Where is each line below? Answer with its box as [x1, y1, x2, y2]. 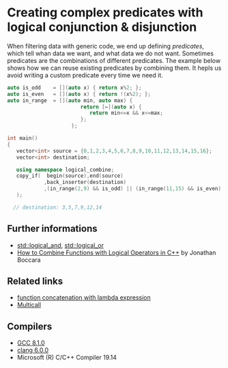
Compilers [7, 320, 53, 332]
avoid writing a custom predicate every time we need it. [7, 70, 164, 79]
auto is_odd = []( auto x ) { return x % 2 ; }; [7, 84, 142, 91]
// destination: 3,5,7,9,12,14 [13, 204, 102, 211]
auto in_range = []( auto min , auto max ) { [7, 97, 133, 104]
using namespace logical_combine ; [16, 166, 115, 173]
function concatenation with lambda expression [16, 293, 152, 302]
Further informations [7, 223, 98, 235]
